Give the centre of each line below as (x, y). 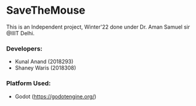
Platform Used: (28, 83)
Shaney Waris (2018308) (46, 68)
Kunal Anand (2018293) (44, 62)
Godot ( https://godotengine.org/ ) (56, 96)
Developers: (25, 48)
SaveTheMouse (46, 10)
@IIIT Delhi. (20, 33)
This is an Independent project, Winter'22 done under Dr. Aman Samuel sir (98, 27)
